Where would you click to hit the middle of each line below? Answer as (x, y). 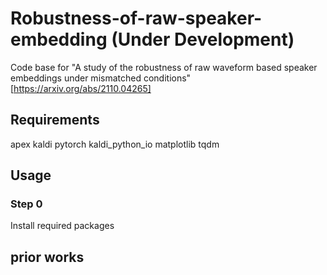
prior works (47, 257)
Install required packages (62, 226)
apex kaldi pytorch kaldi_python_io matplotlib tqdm (115, 144)
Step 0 (26, 204)
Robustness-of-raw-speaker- (136, 18)
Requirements (55, 120)
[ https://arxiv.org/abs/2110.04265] (81, 88)
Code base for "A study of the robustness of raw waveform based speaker (164, 67)
